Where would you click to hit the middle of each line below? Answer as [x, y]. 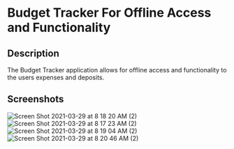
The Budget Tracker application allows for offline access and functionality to [117, 70]
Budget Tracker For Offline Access [109, 13]
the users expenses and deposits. [56, 77]
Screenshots [36, 99]
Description [33, 53]
